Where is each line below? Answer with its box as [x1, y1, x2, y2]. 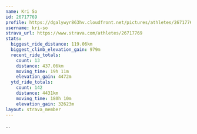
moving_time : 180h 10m [16, 95, 72, 101]
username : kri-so [5, 25, 48, 31]
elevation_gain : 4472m [16, 74, 72, 80]
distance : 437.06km [16, 63, 64, 69]
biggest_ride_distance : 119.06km [11, 42, 93, 47]
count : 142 [16, 85, 43, 91]
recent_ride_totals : [11, 52, 61, 58]
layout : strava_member [5, 106, 61, 112]
